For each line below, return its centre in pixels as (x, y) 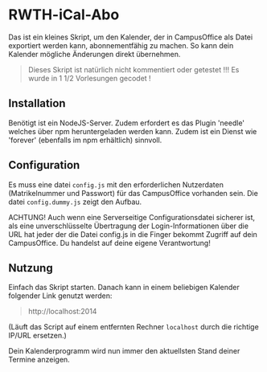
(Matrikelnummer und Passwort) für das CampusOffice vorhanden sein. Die (133, 193)
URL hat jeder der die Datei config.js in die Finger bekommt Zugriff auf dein (133, 234)
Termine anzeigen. (39, 360)
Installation (37, 103)
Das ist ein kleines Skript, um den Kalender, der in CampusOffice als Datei (131, 37)
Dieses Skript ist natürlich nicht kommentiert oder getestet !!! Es (133, 69)
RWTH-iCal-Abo (64, 15)
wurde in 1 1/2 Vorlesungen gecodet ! (89, 78)
